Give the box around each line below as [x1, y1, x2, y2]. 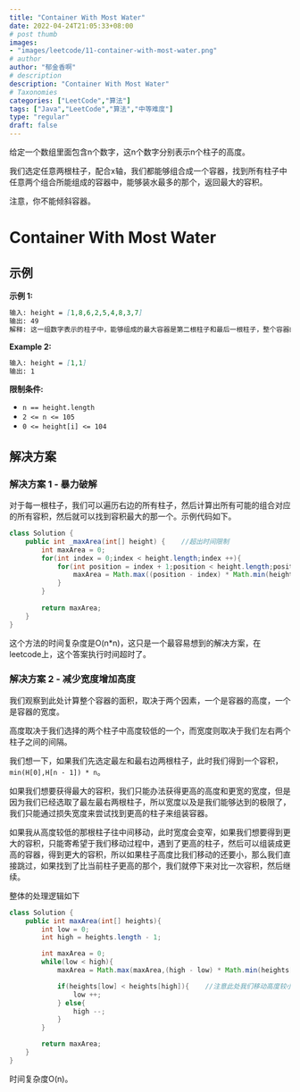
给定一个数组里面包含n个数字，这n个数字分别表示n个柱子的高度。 [9, 146, 250, 157]
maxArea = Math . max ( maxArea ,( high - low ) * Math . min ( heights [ [56, 966, 294, 975]
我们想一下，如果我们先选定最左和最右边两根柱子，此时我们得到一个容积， [9, 755, 283, 766]
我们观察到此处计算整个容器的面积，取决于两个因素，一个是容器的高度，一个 [9, 695, 291, 705]
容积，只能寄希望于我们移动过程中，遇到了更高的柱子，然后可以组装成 [24, 838, 283, 848]
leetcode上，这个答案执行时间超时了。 [9, 648, 152, 659]
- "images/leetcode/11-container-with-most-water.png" [9, 46, 218, 55]
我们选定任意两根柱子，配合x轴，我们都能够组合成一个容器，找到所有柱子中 [9, 166, 287, 176]
